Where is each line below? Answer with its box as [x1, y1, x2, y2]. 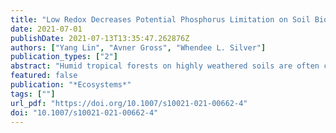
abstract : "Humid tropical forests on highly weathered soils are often [10, 61, 320, 71]
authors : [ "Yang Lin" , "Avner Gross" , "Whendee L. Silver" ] [10, 42, 267, 53]
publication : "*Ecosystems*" [10, 80, 132, 90]
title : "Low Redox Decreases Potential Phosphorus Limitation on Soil [10, 14, 311, 25]
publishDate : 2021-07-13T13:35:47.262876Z [10, 33, 190, 43]
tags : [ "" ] [10, 89, 56, 99]
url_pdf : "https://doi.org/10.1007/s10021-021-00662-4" [10, 98, 248, 108]
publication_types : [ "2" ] [10, 52, 118, 62]
